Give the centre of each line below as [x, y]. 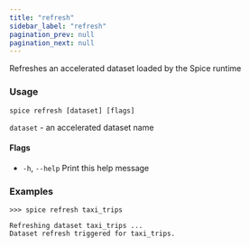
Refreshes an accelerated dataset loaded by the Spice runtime [125, 69]
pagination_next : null [52, 43]
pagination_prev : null [52, 34]
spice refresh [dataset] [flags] [72, 110]
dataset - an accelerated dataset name [82, 127]
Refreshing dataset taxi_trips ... [76, 226]
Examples [32, 191]
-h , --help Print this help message [86, 168]
